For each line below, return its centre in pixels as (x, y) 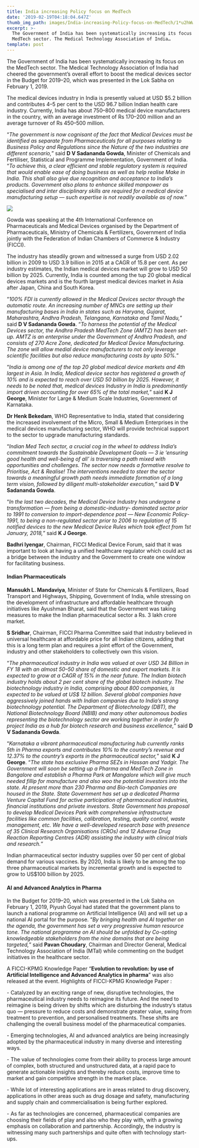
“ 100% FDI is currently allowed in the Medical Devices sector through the (96, 299)
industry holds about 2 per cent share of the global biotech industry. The (95, 682)
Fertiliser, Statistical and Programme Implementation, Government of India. (97, 159)
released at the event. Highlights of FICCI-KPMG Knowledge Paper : (89, 981)
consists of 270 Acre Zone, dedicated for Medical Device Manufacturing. (96, 343)
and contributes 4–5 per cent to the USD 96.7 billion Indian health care (92, 104)
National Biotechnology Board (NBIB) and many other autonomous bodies (97, 713)
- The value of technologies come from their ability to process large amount (99, 1059)
